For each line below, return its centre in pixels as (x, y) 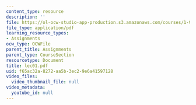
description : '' (26, 17)
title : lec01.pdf (27, 66)
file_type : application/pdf (40, 28)
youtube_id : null (32, 93)
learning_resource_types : (37, 33)
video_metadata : (26, 87)
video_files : (22, 76)
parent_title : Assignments (39, 50)
